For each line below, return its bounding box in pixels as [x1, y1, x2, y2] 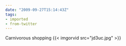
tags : [5, 12, 17, 17]
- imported [5, 16, 28, 21]
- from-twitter [5, 21, 37, 26]
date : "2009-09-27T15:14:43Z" [5, 7, 69, 12]
